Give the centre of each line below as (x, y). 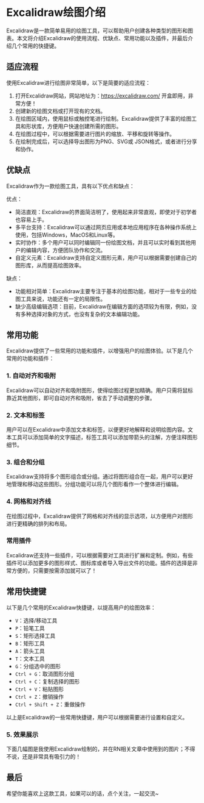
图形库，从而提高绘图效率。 (50, 265)
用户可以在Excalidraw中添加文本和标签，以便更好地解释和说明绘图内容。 (97, 429)
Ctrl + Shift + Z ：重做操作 (50, 704)
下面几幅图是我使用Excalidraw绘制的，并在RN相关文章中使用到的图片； (96, 749)
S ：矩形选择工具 (35, 635)
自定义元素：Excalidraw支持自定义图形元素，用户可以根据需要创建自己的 (106, 257)
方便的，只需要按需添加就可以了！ (54, 570)
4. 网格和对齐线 (29, 502)
